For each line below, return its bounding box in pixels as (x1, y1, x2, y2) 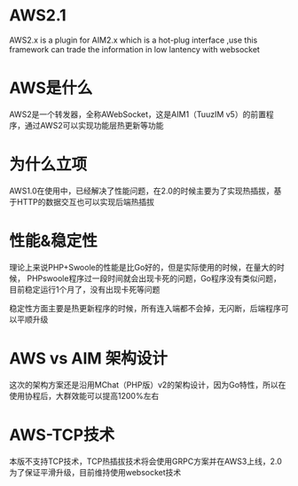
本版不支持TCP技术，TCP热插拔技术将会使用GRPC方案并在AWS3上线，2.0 (9, 456, 282, 466)
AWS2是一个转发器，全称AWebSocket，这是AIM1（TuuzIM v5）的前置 (9, 108, 266, 120)
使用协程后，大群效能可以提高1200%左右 (9, 390, 160, 401)
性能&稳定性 (9, 231, 98, 251)
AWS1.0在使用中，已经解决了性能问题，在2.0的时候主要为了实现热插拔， (9, 185, 274, 196)
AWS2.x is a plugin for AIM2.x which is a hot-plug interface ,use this (9, 35, 258, 45)
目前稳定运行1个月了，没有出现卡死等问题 (9, 284, 161, 294)
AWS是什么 (9, 78, 93, 98)
